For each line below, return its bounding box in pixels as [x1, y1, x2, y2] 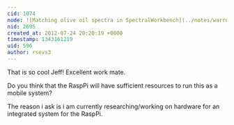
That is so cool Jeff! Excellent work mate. [7, 67, 126, 76]
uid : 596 [7, 42, 33, 49]
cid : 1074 [7, 10, 36, 17]
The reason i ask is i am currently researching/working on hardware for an [7, 102, 220, 110]
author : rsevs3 [7, 49, 52, 56]
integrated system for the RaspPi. [7, 109, 103, 118]
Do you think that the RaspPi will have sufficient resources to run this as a [7, 81, 218, 90]
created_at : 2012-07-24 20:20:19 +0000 [7, 29, 123, 37]
